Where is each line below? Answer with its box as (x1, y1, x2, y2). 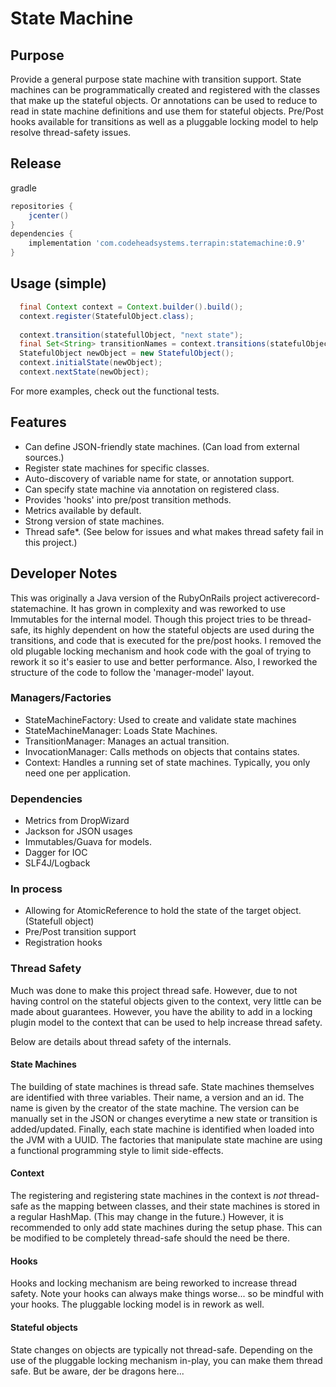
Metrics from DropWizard (24, 815, 130, 827)
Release (10, 155, 62, 172)
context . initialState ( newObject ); (19, 358, 163, 368)
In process (10, 882, 63, 896)
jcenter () (28, 210, 70, 221)
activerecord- (263, 592, 321, 604)
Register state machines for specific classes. (24, 462, 210, 474)
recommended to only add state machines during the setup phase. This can (10, 1222, 323, 1234)
